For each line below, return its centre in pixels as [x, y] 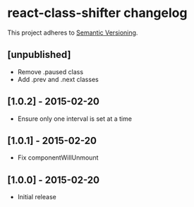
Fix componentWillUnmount [58, 158]
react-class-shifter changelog [97, 13]
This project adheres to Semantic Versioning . [73, 32]
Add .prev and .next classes [58, 79]
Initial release [37, 197]
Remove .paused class [50, 71]
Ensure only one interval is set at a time [75, 119]
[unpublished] [39, 55]
